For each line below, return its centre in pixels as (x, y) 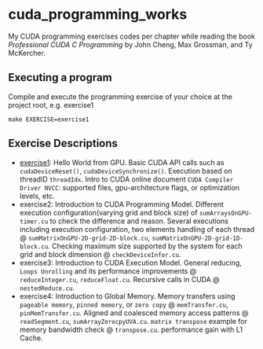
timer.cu (34, 222)
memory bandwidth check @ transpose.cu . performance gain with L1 (131, 329)
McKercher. (27, 53)
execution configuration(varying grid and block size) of (108, 212)
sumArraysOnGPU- (226, 213)
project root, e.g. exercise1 (51, 105)
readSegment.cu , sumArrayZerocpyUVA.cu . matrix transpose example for (133, 321)
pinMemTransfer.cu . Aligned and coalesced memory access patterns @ (134, 313)
